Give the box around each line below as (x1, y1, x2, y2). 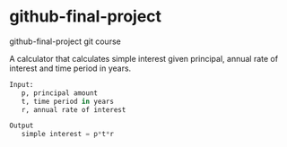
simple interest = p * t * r (21, 130, 115, 139)
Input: (9, 80, 34, 89)
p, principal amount (21, 88, 99, 98)
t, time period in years (21, 97, 115, 106)
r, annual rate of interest (21, 105, 126, 114)
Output (9, 121, 34, 131)
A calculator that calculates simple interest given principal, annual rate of (9, 53, 279, 64)
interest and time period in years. (9, 63, 132, 73)
